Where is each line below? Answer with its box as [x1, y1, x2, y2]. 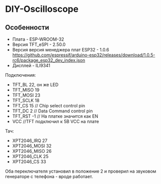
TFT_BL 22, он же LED [12, 82, 59, 88]
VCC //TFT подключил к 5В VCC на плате [12, 119, 99, 124]
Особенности [5, 23, 49, 32]
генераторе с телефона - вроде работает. [5, 174, 93, 179]
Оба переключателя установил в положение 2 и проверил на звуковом [5, 168, 157, 174]
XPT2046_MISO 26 [12, 148, 52, 154]
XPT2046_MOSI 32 [12, 143, 52, 149]
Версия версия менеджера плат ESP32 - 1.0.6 [12, 47, 110, 52]
